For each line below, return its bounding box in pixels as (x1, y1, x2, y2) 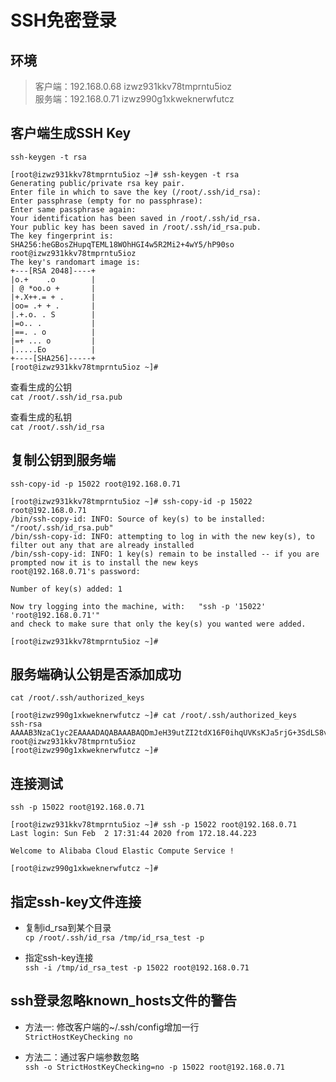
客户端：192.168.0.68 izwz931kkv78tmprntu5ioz (34, 81, 232, 92)
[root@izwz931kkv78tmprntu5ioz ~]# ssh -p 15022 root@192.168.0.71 (10, 820, 298, 830)
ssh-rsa (10, 719, 43, 730)
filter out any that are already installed (10, 540, 195, 550)
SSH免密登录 (10, 9, 117, 32)
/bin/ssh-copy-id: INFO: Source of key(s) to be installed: (10, 514, 267, 524)
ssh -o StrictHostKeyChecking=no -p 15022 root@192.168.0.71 (24, 1062, 286, 1072)
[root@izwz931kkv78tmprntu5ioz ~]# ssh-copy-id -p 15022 (10, 496, 253, 506)
